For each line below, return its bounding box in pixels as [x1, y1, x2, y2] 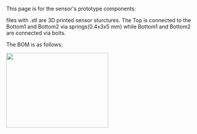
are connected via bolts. [6, 29, 66, 36]
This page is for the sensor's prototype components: [6, 5, 137, 12]
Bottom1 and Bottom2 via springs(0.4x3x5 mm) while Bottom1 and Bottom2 [6, 23, 191, 30]
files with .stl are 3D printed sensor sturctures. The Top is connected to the [6, 17, 192, 23]
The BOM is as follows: [6, 41, 63, 48]
